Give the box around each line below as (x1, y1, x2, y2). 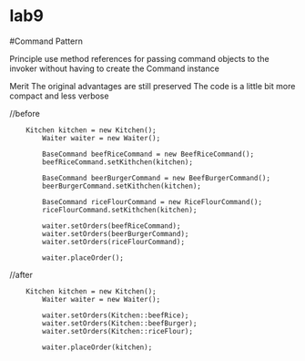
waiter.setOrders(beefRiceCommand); (42, 221, 181, 231)
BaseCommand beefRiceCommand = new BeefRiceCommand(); (42, 150, 255, 159)
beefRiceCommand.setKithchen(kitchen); (42, 157, 194, 167)
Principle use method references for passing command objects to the (9, 53, 270, 64)
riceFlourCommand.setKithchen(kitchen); (42, 205, 198, 214)
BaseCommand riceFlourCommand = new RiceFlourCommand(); (42, 197, 262, 206)
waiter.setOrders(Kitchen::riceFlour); (42, 326, 194, 335)
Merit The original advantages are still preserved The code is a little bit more (9, 80, 296, 91)
